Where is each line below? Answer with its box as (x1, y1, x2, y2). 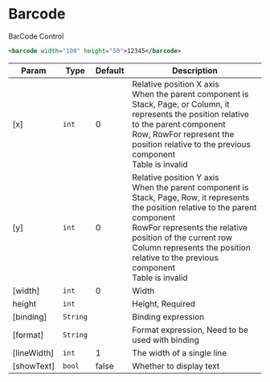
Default (95, 65, 125, 76)
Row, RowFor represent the (132, 128, 235, 140)
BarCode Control (8, 31, 64, 41)
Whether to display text (132, 360, 220, 372)
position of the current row (132, 232, 233, 243)
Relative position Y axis (132, 172, 219, 183)
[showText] (12, 360, 55, 372)
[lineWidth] (12, 347, 55, 358)
